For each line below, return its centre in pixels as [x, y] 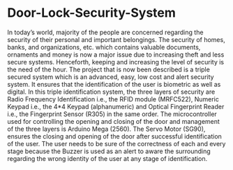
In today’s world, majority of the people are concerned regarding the [105, 32]
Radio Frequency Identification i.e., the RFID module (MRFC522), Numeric [113, 99]
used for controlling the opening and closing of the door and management [113, 121]
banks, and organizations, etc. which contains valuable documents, [104, 47]
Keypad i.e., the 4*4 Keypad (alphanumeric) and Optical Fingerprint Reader [116, 106]
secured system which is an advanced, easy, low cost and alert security [111, 77]
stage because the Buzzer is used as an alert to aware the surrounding [109, 151]
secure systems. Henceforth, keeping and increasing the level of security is [116, 62]
